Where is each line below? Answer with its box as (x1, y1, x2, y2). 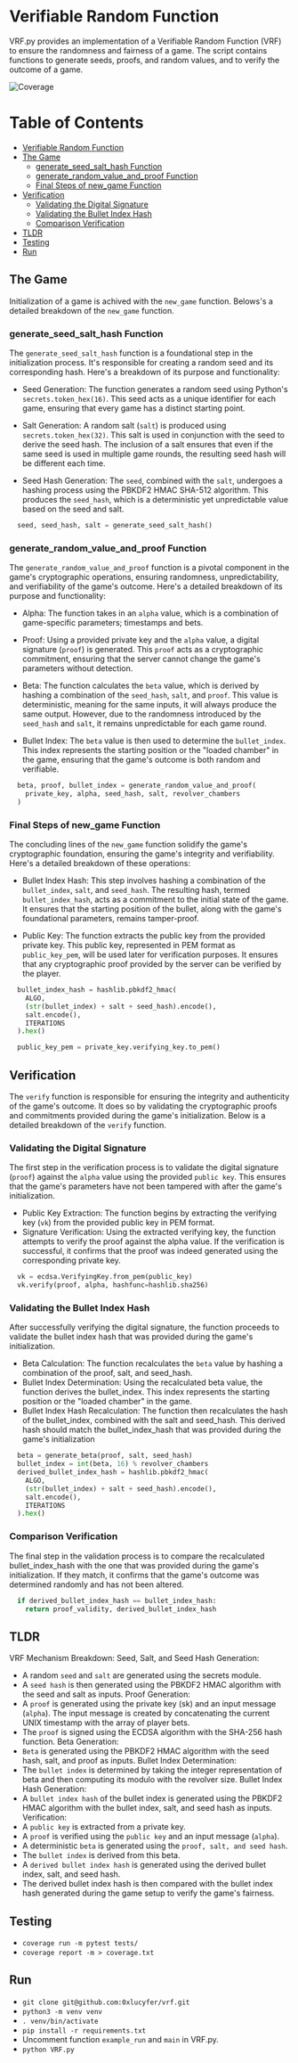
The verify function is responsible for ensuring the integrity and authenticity (9, 1092, 290, 1102)
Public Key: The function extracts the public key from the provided (21, 930, 266, 941)
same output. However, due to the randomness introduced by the (21, 708, 262, 719)
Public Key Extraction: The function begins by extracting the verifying (21, 1208, 278, 1218)
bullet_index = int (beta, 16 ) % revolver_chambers (17, 1460, 209, 1469)
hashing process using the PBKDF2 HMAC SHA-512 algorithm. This (21, 484, 269, 495)
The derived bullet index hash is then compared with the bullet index (21, 1879, 274, 1889)
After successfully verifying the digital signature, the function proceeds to (9, 1322, 280, 1333)
